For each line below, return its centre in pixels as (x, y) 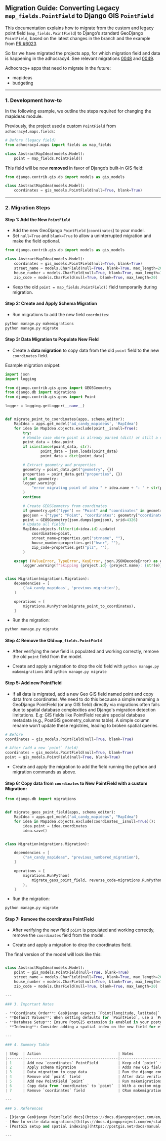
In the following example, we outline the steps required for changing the (78, 111)
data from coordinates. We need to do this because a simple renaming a (85, 699)
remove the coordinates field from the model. (58, 935)
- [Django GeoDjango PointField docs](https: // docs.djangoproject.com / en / (84, 1117)
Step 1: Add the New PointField (38, 219)
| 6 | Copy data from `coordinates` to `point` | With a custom (78, 1086)
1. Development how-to (34, 100)
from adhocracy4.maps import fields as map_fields (58, 145)
